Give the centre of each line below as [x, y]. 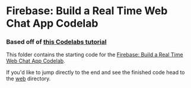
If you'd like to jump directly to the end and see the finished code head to [95, 73]
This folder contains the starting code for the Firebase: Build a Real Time [95, 55]
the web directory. [28, 79]
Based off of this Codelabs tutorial [56, 42]
